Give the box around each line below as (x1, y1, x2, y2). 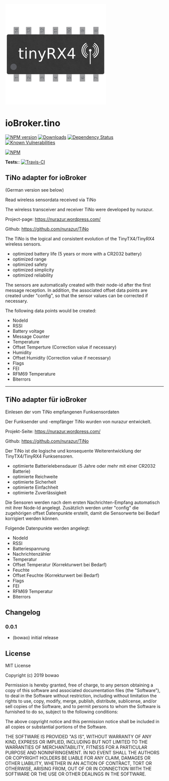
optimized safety (12, 261, 48, 268)
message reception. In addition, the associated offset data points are (5, 287, 147, 293)
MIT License (5, 663, 31, 669)
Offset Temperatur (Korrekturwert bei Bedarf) (12, 561, 107, 567)
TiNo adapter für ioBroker (5, 395, 87, 404)
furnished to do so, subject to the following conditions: (5, 709, 118, 715)
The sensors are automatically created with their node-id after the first (5, 282, 151, 288)
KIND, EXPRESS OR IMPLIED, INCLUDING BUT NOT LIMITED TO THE (5, 739, 148, 745)
